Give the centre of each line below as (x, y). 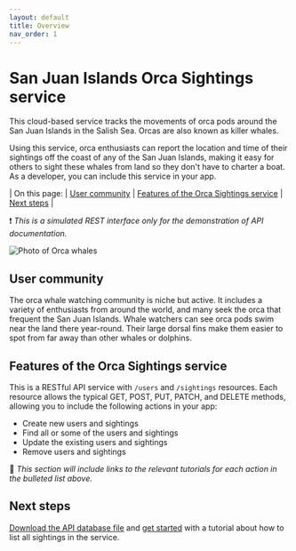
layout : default (39, 17)
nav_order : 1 (33, 34)
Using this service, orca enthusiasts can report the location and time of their (148, 148)
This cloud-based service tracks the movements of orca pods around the (143, 122)
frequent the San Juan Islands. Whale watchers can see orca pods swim (141, 319)
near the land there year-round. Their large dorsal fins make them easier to (146, 329)
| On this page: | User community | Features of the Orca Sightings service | (146, 194)
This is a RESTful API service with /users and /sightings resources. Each (144, 387)
